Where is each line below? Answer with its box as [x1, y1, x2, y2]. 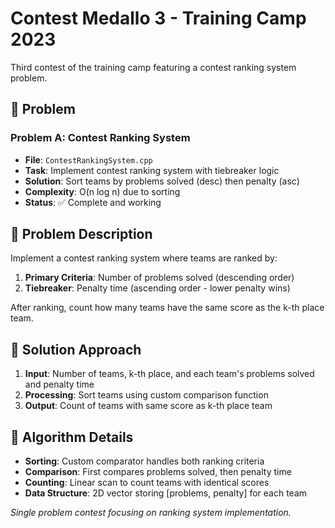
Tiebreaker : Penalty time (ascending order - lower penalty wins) [24, 282, 291, 294]
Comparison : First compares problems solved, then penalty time [24, 466, 292, 478]
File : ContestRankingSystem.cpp [24, 153, 153, 166]
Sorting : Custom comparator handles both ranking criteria [24, 455, 265, 467]
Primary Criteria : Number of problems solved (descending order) [24, 272, 295, 284]
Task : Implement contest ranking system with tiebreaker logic [24, 164, 280, 176]
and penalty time [24, 378, 95, 391]
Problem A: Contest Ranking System [10, 131, 191, 145]
